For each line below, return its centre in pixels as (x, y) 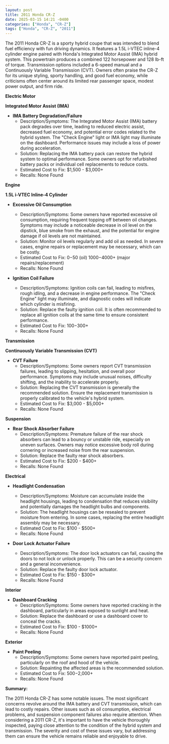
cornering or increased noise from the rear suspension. (77, 450)
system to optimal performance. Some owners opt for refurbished (89, 159)
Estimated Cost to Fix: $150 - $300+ (58, 575)
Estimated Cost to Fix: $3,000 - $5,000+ (62, 404)
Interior (13, 590)
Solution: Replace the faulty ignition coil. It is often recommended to (91, 309)
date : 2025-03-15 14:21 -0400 (37, 19)
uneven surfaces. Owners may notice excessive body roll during (87, 445)
